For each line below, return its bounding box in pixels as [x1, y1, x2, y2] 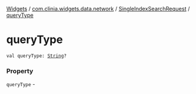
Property [6, 67, 34, 75]
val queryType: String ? [6, 53, 67, 59]
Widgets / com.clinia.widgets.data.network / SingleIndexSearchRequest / [6, 5, 191, 12]
